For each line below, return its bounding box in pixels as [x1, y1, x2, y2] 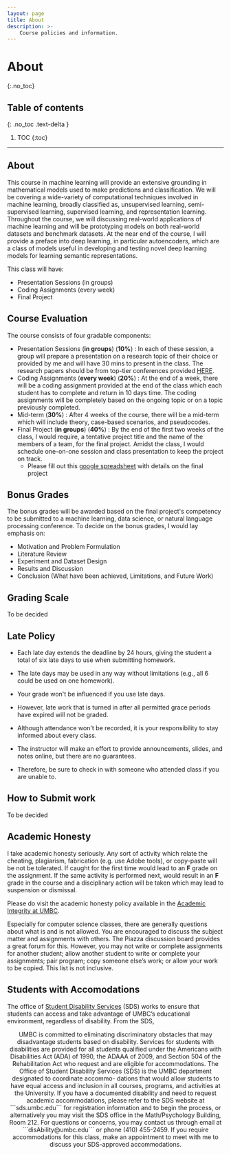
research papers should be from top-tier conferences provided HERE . [16, 366, 214, 374]
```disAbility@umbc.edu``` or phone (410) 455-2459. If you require [22, 1125, 209, 1134]
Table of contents [7, 101, 84, 114]
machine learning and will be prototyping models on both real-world [7, 222, 200, 230]
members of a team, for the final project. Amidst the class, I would [16, 439, 204, 448]
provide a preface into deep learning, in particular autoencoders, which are [7, 237, 220, 245]
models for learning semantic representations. [7, 251, 138, 259]
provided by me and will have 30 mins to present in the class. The [16, 359, 203, 368]
